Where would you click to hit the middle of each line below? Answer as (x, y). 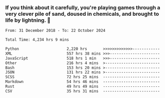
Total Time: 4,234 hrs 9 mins (37, 40)
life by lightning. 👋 (28, 20)
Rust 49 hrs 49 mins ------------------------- (82, 87)
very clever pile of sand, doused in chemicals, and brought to (82, 14)
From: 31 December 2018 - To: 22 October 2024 (55, 31)
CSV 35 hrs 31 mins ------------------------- (82, 91)
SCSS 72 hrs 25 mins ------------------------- (82, 77)
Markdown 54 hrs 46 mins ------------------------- (82, 82)
